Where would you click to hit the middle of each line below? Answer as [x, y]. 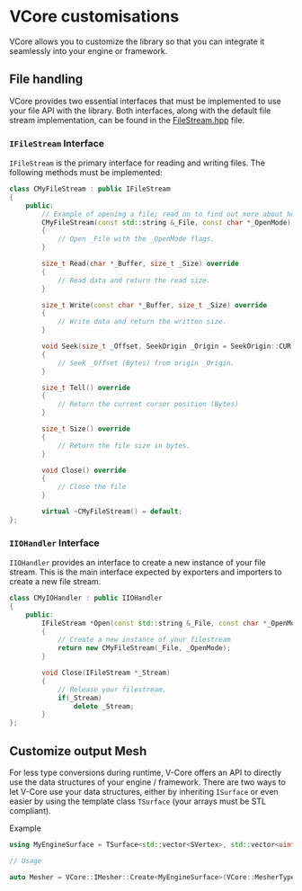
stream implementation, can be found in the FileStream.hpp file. [127, 120]
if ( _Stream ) [80, 698]
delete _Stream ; [104, 706]
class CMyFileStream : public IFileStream [90, 189]
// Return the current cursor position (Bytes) [148, 405]
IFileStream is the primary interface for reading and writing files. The [137, 163]
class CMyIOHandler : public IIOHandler [86, 598]
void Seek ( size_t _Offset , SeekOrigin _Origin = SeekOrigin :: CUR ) [169, 347]
